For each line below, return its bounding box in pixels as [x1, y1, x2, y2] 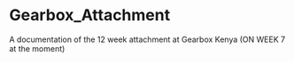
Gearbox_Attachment [9, 5, 171, 25]
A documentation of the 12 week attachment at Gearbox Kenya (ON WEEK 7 [9, 34, 286, 45]
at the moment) [9, 43, 66, 53]
